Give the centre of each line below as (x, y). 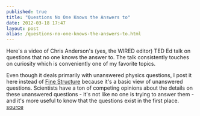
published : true (27, 12)
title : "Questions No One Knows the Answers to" (68, 17)
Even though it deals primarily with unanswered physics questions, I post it (99, 75)
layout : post (23, 28)
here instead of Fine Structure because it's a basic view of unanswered (95, 82)
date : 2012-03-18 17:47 (36, 23)
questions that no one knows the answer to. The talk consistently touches (98, 57)
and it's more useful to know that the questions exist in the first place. (93, 101)
